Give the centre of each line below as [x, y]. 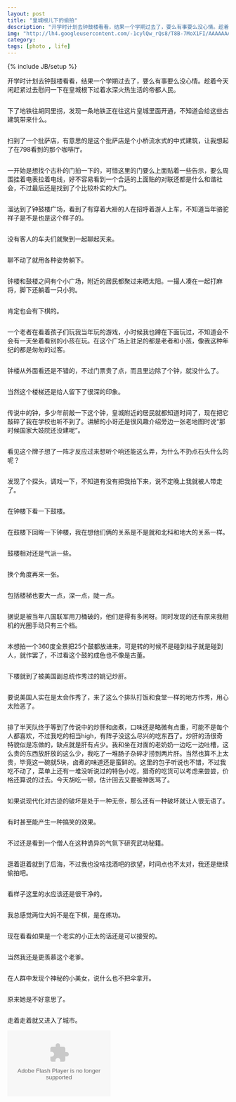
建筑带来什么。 [29, 119]
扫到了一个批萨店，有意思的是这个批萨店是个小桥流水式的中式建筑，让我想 [115, 140]
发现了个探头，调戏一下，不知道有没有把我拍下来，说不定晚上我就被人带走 [115, 481]
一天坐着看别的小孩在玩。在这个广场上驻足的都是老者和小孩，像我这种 [121, 341]
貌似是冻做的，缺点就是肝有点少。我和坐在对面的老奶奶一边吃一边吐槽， [118, 744]
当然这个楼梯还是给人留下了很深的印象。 [66, 392]
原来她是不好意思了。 [38, 999]
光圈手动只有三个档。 [50, 625]
